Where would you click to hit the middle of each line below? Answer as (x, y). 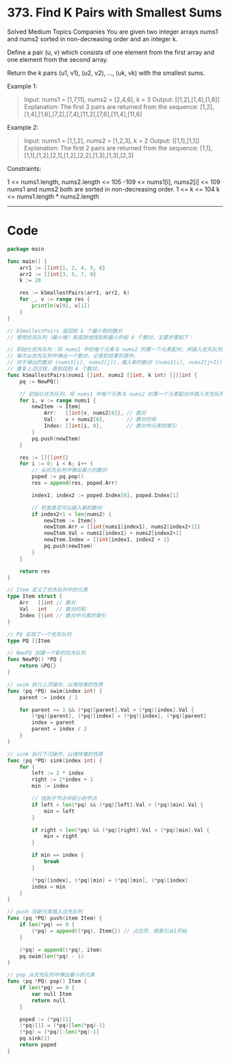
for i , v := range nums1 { (58, 400)
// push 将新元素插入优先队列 (45, 912)
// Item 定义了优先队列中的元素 (48, 590)
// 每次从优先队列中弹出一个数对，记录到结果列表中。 (73, 356)
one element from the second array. (57, 59)
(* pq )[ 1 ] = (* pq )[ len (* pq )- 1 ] (63, 1026)
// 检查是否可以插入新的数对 (67, 507)
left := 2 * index (58, 773)
